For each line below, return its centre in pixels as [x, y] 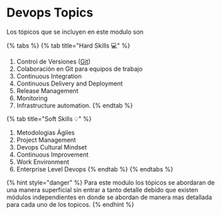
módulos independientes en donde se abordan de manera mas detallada [109, 197]
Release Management [47, 90]
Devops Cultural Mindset [52, 147]
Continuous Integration [49, 76]
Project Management [46, 140]
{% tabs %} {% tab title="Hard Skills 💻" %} [68, 45]
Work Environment [43, 162]
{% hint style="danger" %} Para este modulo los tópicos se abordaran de [111, 182]
